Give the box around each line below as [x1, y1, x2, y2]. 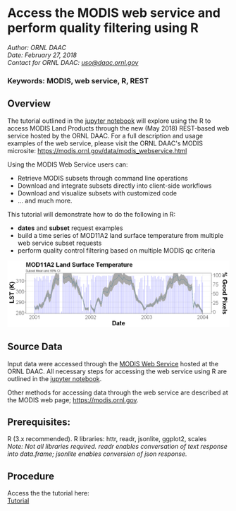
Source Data [7, 341, 63, 353]
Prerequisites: [7, 416, 70, 428]
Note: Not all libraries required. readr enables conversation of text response [7, 443, 228, 451]
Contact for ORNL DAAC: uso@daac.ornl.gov [7, 58, 139, 66]
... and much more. [17, 196, 73, 205]
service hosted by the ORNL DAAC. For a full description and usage [7, 131, 203, 140]
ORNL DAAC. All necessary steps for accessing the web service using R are [7, 367, 228, 375]
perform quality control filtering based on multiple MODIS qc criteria [17, 246, 216, 255]
